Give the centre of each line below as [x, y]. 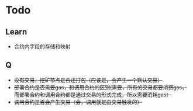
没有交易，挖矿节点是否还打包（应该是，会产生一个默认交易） [88, 80]
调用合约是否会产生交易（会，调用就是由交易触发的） [78, 102]
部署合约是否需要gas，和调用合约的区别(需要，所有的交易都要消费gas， [101, 87]
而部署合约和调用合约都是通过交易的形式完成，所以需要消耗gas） [93, 95]
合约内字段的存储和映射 [42, 46]
